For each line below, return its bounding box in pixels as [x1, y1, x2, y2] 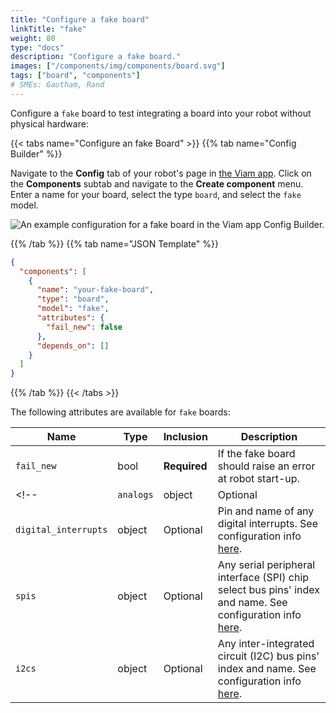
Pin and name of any [217, 504, 315, 518]
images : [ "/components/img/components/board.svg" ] [10, 61, 226, 71]
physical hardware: [10, 117, 89, 130]
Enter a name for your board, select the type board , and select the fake [10, 188, 302, 200]
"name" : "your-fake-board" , [36, 285, 155, 295]
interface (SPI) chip [217, 571, 310, 585]
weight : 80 [10, 33, 56, 43]
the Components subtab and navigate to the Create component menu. [10, 177, 304, 190]
